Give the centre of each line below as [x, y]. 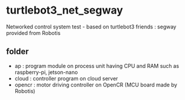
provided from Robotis [33, 33]
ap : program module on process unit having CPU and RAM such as [97, 66]
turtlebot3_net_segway [64, 10]
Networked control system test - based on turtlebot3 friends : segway [91, 27]
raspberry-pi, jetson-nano [46, 72]
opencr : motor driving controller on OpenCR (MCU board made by [96, 85]
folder [17, 52]
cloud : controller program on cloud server [66, 78]
